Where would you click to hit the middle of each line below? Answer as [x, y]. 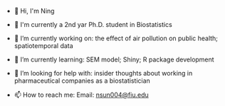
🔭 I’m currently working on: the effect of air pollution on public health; [116, 38]
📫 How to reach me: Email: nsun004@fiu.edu [81, 95]
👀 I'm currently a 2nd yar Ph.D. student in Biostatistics [93, 24]
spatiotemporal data [43, 46]
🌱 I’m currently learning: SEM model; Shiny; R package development [114, 59]
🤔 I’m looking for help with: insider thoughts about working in [103, 73]
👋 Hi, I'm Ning [34, 11]
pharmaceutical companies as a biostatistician [82, 81]
